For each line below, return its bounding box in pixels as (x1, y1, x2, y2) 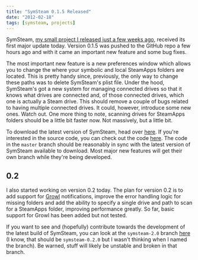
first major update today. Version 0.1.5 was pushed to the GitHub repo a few (6, 42, 191, 49)
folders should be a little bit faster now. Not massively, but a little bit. (6, 117, 173, 124)
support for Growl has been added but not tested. (6, 212, 127, 219)
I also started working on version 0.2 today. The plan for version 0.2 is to (6, 186, 184, 194)
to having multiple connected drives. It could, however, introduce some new (6, 104, 191, 112)
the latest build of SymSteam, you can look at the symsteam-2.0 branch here (6, 230, 191, 237)
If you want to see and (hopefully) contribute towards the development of (6, 223, 186, 230)
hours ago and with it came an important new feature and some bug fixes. (6, 49, 187, 56)
